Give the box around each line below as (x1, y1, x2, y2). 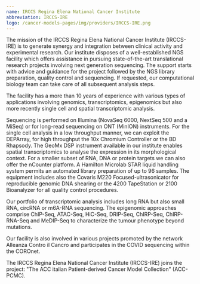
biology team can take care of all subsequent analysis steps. (6, 81, 155, 88)
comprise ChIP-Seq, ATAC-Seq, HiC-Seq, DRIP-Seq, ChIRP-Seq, (6, 210, 165, 218)
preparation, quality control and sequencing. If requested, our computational (6, 74, 195, 81)
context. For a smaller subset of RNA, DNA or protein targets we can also (6, 155, 186, 162)
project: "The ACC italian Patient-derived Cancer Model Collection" (6, 265, 171, 273)
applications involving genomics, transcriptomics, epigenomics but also (6, 99, 182, 106)
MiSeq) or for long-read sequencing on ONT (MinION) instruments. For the (6, 123, 190, 130)
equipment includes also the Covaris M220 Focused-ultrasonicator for (6, 174, 179, 181)
